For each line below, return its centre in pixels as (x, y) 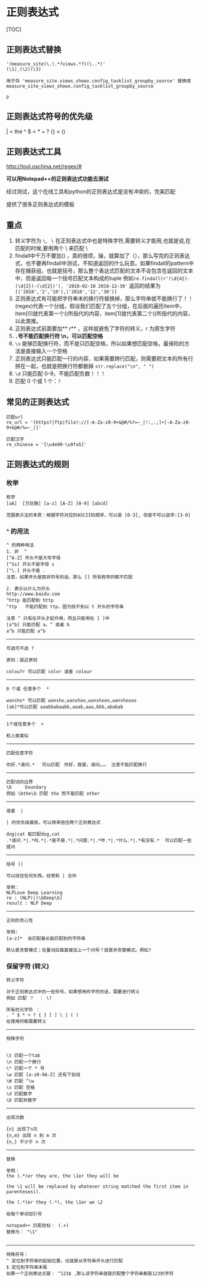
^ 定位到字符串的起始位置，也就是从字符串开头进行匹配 (65, 1261)
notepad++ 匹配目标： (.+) (37, 1226)
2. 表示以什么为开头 (28, 588)
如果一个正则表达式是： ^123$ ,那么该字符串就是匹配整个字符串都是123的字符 (90, 1274)
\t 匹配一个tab (23, 1056)
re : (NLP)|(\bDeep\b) (34, 898)
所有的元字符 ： (23, 1010)
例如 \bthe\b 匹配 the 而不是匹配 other (53, 793)
